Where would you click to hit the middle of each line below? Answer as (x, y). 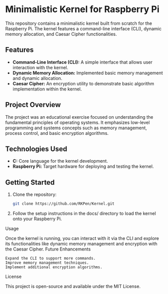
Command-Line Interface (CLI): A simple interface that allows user (82, 62)
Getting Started (30, 182)
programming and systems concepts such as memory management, (76, 128)
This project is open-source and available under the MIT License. (73, 286)
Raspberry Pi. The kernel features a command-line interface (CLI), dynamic (83, 28)
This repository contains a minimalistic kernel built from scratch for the (79, 23)
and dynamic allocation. (37, 78)
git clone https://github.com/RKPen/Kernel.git (63, 204)
